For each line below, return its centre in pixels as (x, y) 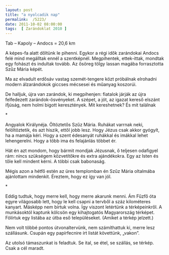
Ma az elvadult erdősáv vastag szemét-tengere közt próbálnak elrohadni (81, 79)
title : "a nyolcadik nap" (32, 15)
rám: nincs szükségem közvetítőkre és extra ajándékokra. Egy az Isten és (82, 156)
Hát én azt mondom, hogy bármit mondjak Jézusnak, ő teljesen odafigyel (82, 151)
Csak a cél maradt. (25, 248)
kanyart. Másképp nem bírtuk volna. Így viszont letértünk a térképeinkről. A (84, 207)
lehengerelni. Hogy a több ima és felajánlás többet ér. (61, 141)
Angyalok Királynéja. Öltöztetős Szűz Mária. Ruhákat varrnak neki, (74, 125)
